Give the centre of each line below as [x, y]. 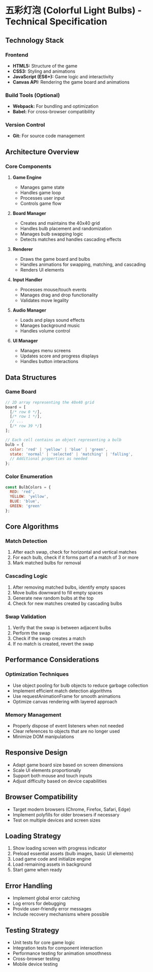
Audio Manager [29, 310]
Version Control [25, 125]
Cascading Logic [26, 576]
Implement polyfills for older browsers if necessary [66, 814]
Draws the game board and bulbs [55, 259]
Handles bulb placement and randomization [66, 229]
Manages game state [42, 187]
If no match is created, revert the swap [53, 644]
